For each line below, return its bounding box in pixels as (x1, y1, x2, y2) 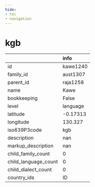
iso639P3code (7, 126, 42, 133)
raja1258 (62, 79, 84, 86)
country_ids (7, 174, 34, 181)
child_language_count (7, 158, 58, 165)
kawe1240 (62, 63, 88, 70)
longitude (7, 119, 29, 125)
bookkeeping (7, 95, 38, 102)
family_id (7, 71, 28, 78)
